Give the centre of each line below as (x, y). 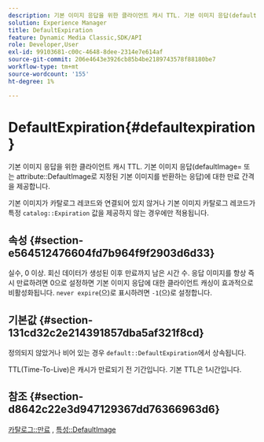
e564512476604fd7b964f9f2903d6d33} (112, 253)
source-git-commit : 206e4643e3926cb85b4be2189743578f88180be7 (112, 60)
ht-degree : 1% (31, 81)
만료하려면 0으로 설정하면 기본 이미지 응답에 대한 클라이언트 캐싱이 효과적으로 (135, 283)
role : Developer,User (44, 45)
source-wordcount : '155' (49, 74)
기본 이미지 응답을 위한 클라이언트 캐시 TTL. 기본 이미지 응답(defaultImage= (125, 167)
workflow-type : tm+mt (44, 67)
